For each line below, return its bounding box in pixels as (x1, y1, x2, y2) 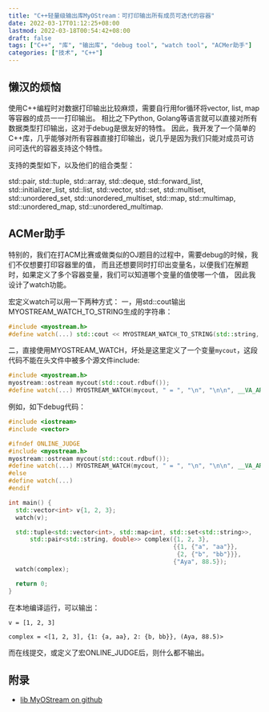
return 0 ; (15, 579, 48, 588)
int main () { (8, 498, 52, 506)
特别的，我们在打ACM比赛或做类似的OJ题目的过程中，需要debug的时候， (8, 250, 251, 259)
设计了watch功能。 (8, 279, 71, 289)
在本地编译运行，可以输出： (8, 602, 100, 612)
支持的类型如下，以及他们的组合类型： (8, 160, 134, 170)
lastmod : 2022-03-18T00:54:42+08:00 (8, 26, 130, 34)
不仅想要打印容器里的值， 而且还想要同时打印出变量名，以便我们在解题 (14, 259, 249, 269)
